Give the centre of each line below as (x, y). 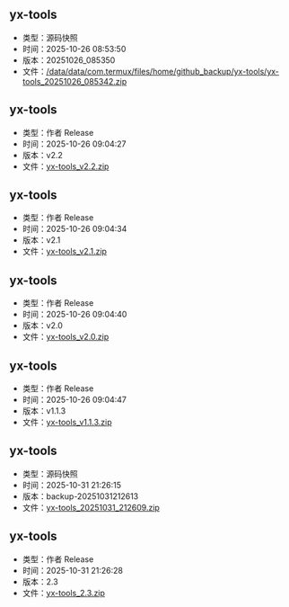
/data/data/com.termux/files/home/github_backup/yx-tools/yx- (163, 71)
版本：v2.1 (41, 240)
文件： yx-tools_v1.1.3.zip (67, 423)
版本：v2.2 (42, 155)
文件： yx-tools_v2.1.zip (65, 252)
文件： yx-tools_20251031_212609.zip (91, 507)
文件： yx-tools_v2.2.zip (66, 166)
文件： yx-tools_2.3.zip (64, 593)
